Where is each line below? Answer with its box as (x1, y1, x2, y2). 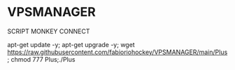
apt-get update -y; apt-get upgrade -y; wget (7, 40, 135, 49)
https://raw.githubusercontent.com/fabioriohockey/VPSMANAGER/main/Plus (7, 48, 228, 56)
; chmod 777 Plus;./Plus (7, 55, 76, 63)
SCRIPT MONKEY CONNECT (7, 27, 90, 35)
